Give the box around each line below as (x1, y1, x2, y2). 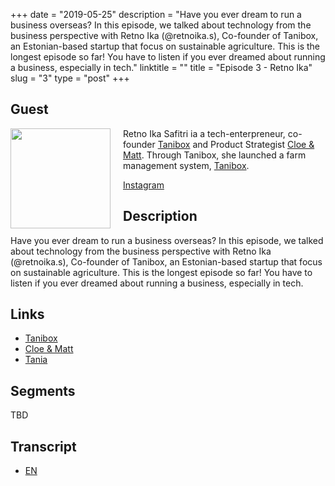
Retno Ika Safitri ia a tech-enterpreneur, (123, 127, 286, 139)
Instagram (123, 179, 165, 191)
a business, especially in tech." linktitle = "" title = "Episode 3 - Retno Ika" (10, 62, 313, 73)
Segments (10, 382, 76, 399)
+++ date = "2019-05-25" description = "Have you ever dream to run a (10, 9, 302, 20)
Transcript (10, 438, 77, 455)
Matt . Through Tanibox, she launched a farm (123, 149, 307, 161)
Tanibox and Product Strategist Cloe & (157, 138, 315, 150)
